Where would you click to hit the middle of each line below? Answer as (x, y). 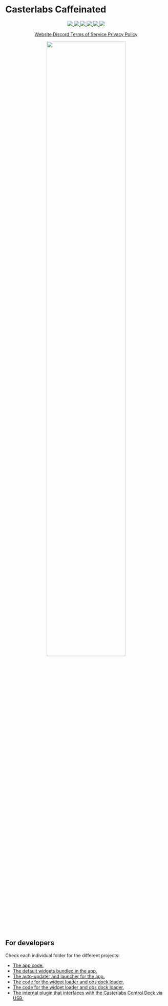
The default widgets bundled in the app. (55, 970)
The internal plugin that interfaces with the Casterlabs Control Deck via (88, 993)
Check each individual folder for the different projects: (62, 955)
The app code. (28, 965)
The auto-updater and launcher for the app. (59, 976)
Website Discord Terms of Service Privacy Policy (86, 34)
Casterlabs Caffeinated (56, 10)
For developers (30, 943)
